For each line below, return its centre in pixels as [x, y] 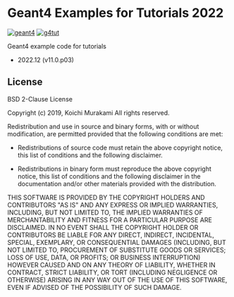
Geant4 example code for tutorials [57, 46]
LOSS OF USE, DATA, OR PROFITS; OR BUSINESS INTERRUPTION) [104, 257]
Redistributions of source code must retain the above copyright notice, [120, 147]
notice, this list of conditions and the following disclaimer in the [109, 176]
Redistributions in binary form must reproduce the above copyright [114, 169]
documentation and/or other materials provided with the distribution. [117, 183]
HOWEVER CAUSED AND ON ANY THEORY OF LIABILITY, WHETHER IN [112, 265]
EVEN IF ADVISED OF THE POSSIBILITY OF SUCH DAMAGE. [94, 287]
